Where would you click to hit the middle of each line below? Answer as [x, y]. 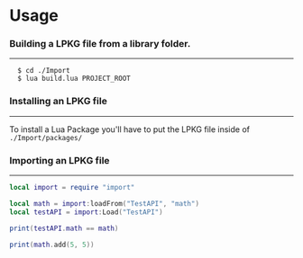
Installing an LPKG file [59, 102]
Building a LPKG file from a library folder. [100, 44]
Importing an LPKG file [60, 160]
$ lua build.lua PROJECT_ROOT [74, 79]
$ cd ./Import [44, 71]
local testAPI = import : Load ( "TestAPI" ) [87, 212]
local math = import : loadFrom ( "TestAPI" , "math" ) [105, 203]
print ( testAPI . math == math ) [64, 228]
